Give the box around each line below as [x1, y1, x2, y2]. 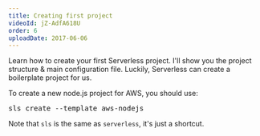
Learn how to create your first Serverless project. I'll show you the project [8, 56, 252, 66]
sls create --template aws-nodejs [8, 104, 144, 113]
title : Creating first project [8, 11, 113, 20]
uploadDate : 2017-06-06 [8, 34, 88, 42]
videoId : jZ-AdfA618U [8, 19, 81, 27]
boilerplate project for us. [8, 73, 92, 82]
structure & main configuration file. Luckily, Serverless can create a [8, 65, 230, 74]
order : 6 [8, 26, 38, 34]
